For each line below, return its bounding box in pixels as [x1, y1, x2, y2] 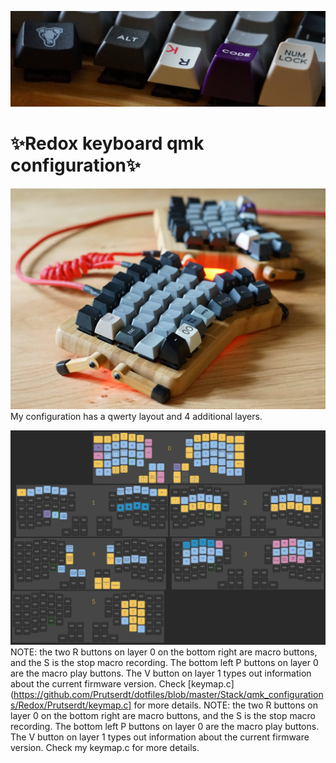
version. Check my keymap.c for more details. [10, 741, 200, 753]
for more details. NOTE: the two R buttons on [133, 699, 318, 711]
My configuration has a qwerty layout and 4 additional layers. [10, 410, 263, 422]
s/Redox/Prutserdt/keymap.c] [10, 699, 132, 711]
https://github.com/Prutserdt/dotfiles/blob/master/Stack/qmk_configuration [13, 688, 324, 700]
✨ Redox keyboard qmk [10, 132, 205, 155]
